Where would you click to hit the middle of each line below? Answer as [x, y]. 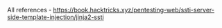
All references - [29, 10]
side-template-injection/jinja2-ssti [55, 17]
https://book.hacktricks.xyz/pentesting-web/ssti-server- [134, 10]
